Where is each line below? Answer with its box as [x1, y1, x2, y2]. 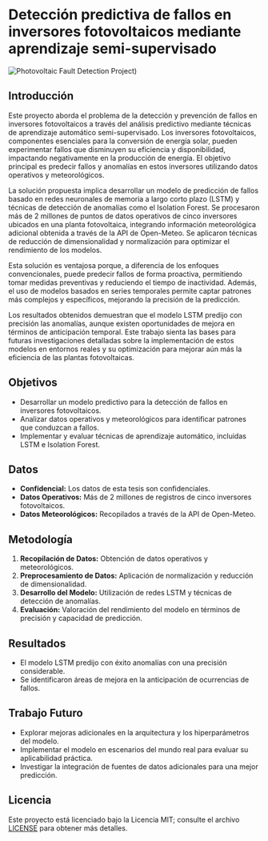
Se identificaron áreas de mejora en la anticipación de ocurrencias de [19, 675, 250, 684]
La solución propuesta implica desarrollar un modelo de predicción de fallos [8, 186, 258, 195]
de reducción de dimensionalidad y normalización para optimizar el [8, 236, 230, 246]
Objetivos [8, 376, 58, 390]
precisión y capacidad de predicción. [19, 614, 142, 623]
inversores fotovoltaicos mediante [8, 22, 242, 41]
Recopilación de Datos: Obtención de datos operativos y [19, 554, 208, 563]
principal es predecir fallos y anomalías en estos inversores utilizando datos [8, 162, 258, 171]
